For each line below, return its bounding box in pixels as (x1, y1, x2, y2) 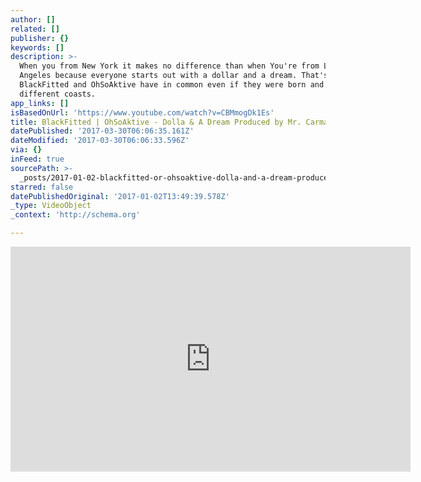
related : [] (10, 24, 60, 34)
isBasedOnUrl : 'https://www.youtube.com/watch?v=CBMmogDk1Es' (10, 107, 275, 118)
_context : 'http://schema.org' (10, 210, 141, 220)
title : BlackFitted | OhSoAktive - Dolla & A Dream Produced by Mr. (10, 117, 302, 127)
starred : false (10, 182, 74, 192)
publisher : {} (10, 33, 70, 43)
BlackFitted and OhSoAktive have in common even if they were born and (19, 80, 325, 90)
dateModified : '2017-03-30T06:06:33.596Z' (10, 136, 190, 146)
